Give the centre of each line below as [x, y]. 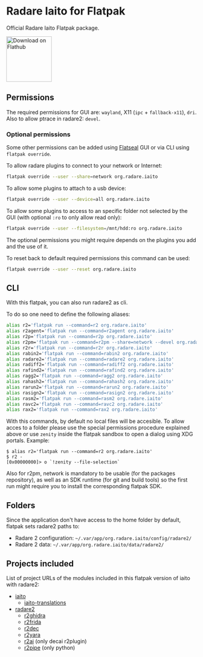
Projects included [40, 564]
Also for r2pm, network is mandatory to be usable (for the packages [91, 474]
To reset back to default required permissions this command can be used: [98, 258]
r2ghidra [35, 615]
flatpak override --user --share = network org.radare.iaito [82, 177]
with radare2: [23, 584]
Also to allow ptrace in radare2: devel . [53, 119]
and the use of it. [27, 246]
